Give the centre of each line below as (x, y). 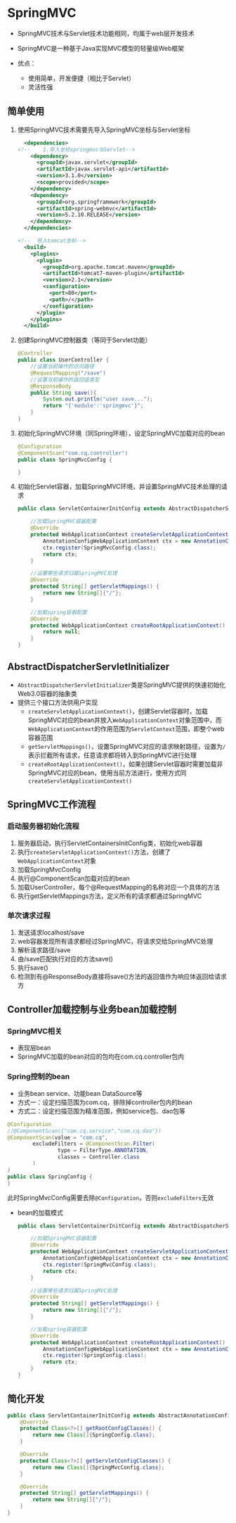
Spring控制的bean (39, 1077)
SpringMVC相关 (35, 1031)
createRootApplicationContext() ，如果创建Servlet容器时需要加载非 (125, 764)
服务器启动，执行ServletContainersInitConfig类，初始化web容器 (110, 843)
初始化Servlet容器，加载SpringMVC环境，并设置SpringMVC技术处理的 (119, 486)
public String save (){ (64, 393)
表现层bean (34, 1048)
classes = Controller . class (98, 1157)
